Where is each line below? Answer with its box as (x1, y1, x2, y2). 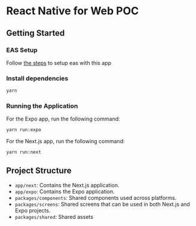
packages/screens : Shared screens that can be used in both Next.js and (14, 200, 190, 208)
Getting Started (6, 28, 65, 38)
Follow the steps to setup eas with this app (6, 59, 112, 66)
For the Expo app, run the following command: (6, 115, 121, 123)
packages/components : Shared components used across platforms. (14, 194, 177, 201)
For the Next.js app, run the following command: (6, 138, 125, 145)
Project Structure (6, 166, 72, 176)
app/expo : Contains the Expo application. (14, 188, 115, 195)
